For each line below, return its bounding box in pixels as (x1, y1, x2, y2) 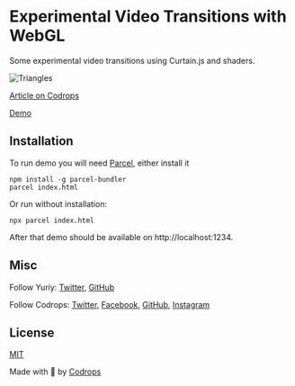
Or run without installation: (9, 198, 108, 209)
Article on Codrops (9, 90, 79, 101)
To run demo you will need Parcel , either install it (9, 157, 190, 168)
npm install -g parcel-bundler (9, 175, 127, 184)
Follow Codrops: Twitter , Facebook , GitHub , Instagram (9, 299, 210, 310)
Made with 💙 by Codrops (9, 366, 102, 377)
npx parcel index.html (9, 216, 94, 225)
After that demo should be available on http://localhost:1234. (9, 231, 234, 242)
